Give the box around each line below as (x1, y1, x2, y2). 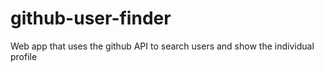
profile (10, 50, 38, 62)
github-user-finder (10, 7, 172, 30)
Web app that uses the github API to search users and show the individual (10, 40, 315, 52)
